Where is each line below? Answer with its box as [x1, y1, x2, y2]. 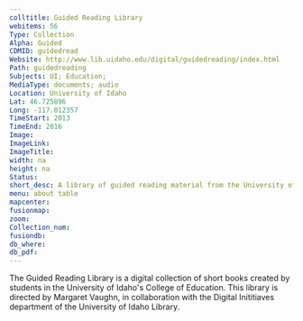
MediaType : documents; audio [9, 80, 119, 89]
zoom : [9, 214, 30, 224]
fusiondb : [9, 231, 47, 240]
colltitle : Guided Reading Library [9, 13, 143, 23]
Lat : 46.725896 [9, 96, 67, 106]
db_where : [9, 240, 47, 249]
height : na [9, 164, 50, 173]
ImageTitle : [9, 147, 54, 156]
